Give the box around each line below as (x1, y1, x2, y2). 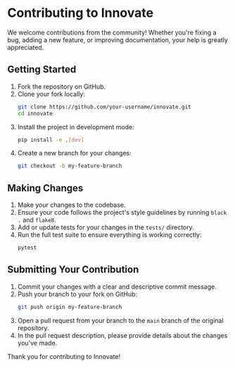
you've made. (17, 338, 58, 347)
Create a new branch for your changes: (17, 149, 132, 158)
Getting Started (7, 63, 77, 75)
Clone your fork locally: (17, 89, 86, 98)
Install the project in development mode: (17, 122, 135, 131)
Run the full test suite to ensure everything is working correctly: (17, 231, 202, 239)
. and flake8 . (17, 216, 56, 224)
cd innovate (17, 110, 53, 117)
